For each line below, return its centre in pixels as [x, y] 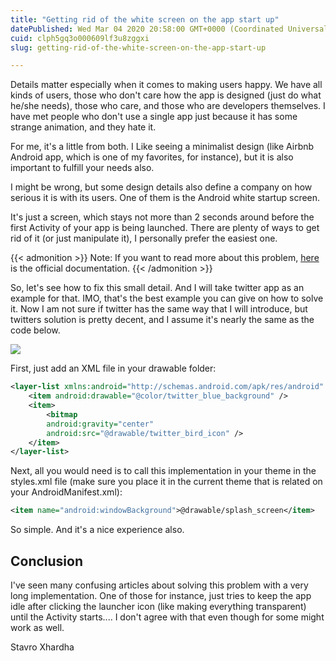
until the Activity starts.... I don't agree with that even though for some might [167, 617]
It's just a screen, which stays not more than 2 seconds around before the [162, 217]
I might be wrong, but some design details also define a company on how [161, 187]
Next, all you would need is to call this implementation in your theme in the [163, 471]
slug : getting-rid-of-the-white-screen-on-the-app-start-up [138, 47]
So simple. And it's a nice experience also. [97, 530]
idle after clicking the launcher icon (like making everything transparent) [158, 606]
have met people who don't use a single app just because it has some [154, 117]
